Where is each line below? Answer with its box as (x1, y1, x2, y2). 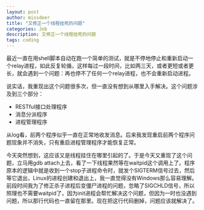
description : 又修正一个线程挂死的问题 (6, 32, 96, 38)
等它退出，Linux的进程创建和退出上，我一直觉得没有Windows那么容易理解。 (6, 174, 197, 181)
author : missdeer (6, 15, 50, 21)
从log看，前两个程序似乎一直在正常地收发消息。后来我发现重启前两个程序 (6, 131, 190, 138)
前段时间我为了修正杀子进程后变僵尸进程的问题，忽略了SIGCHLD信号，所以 (6, 182, 195, 189)
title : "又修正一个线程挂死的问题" (6, 20, 86, 26)
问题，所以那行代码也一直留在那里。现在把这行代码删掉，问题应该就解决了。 (6, 197, 198, 204)
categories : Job (6, 25, 47, 32)
